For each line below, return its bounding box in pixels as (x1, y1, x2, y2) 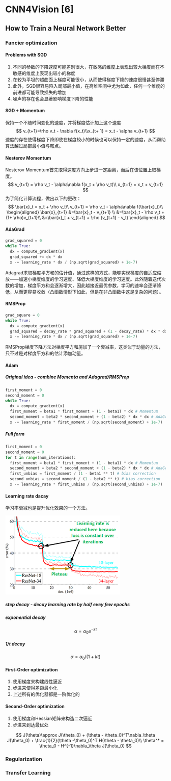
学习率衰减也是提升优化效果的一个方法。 (5, 505, 90, 511)
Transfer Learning (5, 769, 51, 776)
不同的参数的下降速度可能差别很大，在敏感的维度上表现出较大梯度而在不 (12, 64, 164, 70)
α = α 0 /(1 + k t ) (70, 654, 101, 661)
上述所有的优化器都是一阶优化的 (12, 691, 80, 697)
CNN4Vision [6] (5, 4, 74, 15)
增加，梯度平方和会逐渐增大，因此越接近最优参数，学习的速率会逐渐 (14, 282, 157, 289)
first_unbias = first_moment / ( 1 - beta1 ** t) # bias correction (10, 471, 156, 476)
